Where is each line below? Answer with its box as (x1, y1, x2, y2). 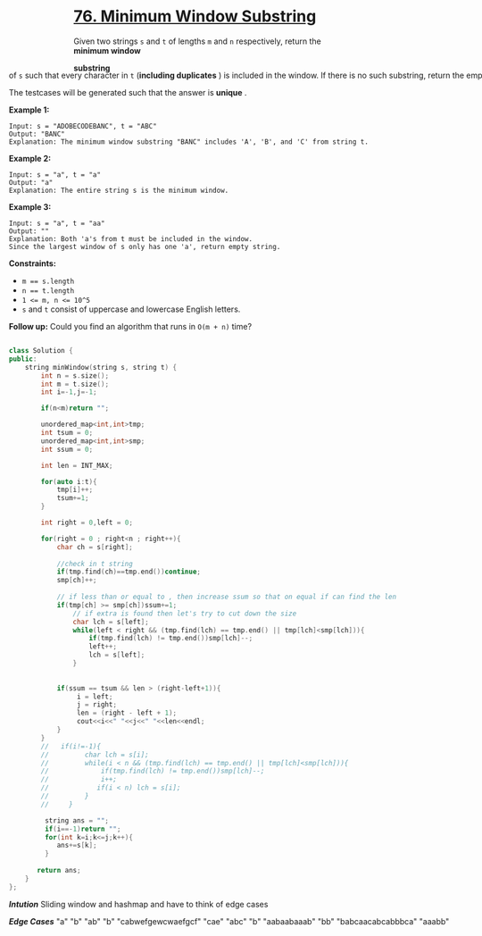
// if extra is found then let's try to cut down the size (72, 609, 297, 618)
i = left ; (76, 692, 113, 701)
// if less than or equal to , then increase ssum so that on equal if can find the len (56, 592, 397, 601)
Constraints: (9, 258, 57, 269)
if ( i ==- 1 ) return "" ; (45, 824, 121, 833)
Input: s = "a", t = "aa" (9, 219, 105, 228)
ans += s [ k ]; (56, 841, 97, 850)
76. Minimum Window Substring (73, 6, 317, 27)
